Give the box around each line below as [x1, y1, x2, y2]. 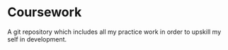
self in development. [7, 35, 67, 43]
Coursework [7, 4, 82, 20]
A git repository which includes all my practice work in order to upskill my [7, 27, 222, 36]
